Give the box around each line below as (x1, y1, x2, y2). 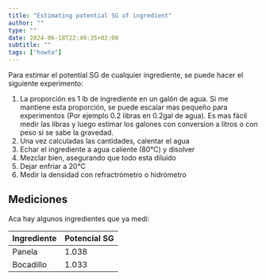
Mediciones (8, 193, 68, 206)
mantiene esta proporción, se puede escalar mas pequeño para (19, 102, 228, 112)
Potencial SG (64, 232, 114, 244)
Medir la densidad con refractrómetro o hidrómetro (19, 170, 187, 179)
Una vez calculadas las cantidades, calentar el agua (19, 136, 191, 145)
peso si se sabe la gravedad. (19, 128, 114, 137)
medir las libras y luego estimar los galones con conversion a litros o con (19, 120, 258, 128)
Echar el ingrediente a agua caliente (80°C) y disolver (19, 144, 195, 154)
